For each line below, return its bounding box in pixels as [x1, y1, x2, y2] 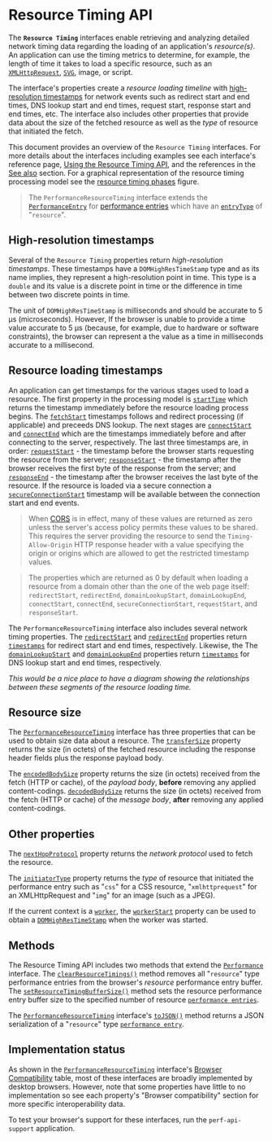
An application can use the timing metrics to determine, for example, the [8, 50, 250, 59]
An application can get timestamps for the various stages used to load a [8, 385, 249, 395]
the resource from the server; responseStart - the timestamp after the [8, 454, 242, 464]
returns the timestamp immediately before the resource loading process [8, 402, 249, 412]
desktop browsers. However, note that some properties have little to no [8, 1082, 246, 1091]
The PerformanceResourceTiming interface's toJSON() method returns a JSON [8, 1011, 264, 1020]
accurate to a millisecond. [8, 340, 95, 349]
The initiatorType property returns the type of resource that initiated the [8, 873, 254, 883]
